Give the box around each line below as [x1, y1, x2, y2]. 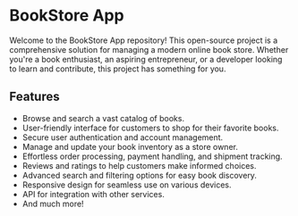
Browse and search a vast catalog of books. [21, 112, 185, 123]
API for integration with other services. [21, 188, 166, 199]
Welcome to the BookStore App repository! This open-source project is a [9, 35, 278, 46]
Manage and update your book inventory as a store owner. [21, 141, 239, 152]
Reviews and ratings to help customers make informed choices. [21, 160, 257, 170]
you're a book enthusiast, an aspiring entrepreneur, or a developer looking [9, 54, 283, 64]
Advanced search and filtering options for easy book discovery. [21, 170, 258, 180]
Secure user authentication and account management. [21, 131, 224, 143]
